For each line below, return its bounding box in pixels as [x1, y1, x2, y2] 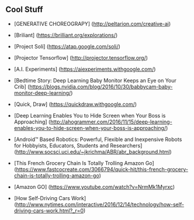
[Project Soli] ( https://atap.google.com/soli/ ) [13, 43, 121, 50]
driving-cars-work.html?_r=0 [13, 207, 84, 214]
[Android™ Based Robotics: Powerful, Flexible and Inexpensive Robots [13, 136, 182, 143]
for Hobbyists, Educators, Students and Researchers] [13, 142, 143, 149]
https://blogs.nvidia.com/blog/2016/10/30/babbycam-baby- [29, 83, 173, 90]
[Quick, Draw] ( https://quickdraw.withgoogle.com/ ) [13, 101, 137, 108]
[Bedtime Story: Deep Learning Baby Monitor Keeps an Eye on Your [13, 77, 176, 84]
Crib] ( [13, 83, 30, 90]
